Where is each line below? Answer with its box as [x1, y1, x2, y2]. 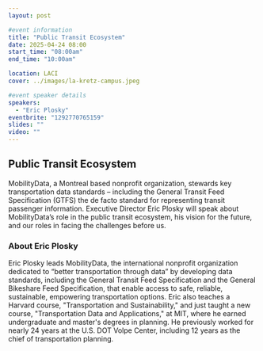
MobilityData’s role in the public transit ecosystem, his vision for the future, [8, 212, 253, 222]
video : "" [8, 128, 41, 136]
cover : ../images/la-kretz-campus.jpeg [8, 77, 140, 85]
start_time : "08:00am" [8, 48, 83, 56]
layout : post [8, 11, 51, 20]
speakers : [8, 98, 41, 107]
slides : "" [8, 120, 44, 129]
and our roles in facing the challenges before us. [8, 220, 166, 230]
